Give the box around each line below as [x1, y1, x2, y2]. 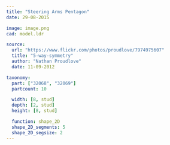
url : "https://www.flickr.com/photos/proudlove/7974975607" [11, 47, 165, 53]
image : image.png [6, 25, 50, 31]
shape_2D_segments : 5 [11, 124, 66, 130]
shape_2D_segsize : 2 [11, 129, 63, 135]
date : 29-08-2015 [6, 14, 50, 20]
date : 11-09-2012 [11, 64, 55, 70]
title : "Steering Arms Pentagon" [6, 8, 90, 15]
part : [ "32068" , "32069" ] [11, 80, 77, 86]
